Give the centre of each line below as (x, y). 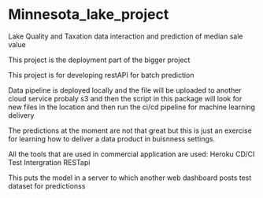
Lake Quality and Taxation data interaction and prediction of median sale (126, 36)
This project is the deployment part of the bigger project (99, 60)
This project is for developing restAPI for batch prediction (101, 75)
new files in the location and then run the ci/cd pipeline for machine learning (132, 107)
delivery (21, 115)
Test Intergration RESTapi (49, 162)
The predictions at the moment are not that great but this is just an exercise (130, 130)
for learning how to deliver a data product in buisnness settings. (112, 138)
